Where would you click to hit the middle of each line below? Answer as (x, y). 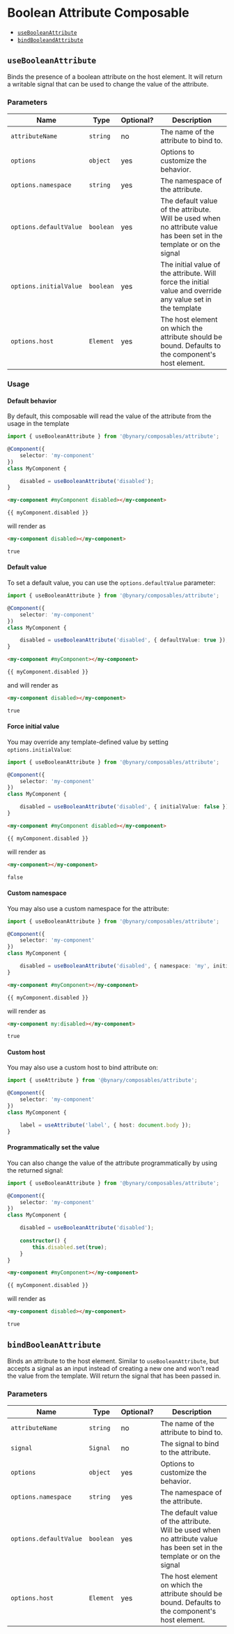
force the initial (185, 282)
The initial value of (190, 265)
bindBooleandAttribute (50, 40)
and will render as (33, 685)
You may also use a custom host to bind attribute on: (83, 1068)
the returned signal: (36, 1170)
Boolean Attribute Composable (98, 13)
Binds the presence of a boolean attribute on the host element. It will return (115, 76)
